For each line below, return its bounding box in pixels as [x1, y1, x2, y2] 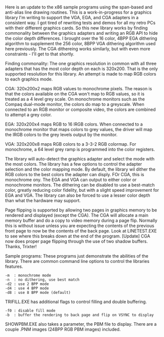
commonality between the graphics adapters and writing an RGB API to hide [5, 30, 158, 36]
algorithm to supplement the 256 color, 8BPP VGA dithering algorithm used [5, 41, 156, 46]
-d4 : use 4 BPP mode [5, 286, 49, 291]
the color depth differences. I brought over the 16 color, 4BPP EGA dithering [5, 35, 158, 41]
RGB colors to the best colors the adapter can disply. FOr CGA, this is [5, 172, 144, 177]
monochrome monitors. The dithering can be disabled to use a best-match [5, 182, 155, 188]
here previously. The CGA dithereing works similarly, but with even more [5, 46, 150, 52]
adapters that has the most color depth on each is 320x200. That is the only [5, 66, 158, 72]
